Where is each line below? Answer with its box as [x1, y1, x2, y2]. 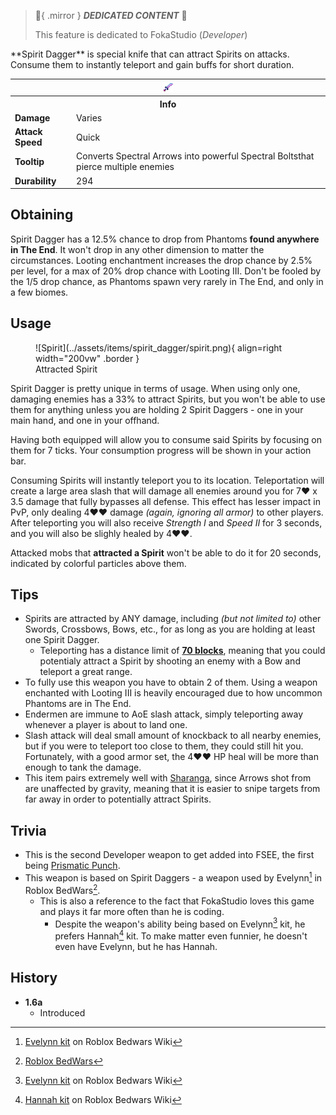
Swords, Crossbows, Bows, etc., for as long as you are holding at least [24, 623, 316, 635]
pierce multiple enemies [76, 161, 175, 173]
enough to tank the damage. [24, 761, 142, 774]
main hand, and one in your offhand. [10, 414, 160, 426]
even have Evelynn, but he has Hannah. [54, 940, 218, 952]
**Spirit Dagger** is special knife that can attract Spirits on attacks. [10, 48, 290, 60]
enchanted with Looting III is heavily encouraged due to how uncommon [24, 687, 323, 699]
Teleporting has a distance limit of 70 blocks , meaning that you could [39, 645, 326, 657]
